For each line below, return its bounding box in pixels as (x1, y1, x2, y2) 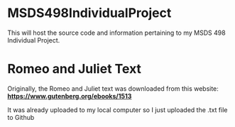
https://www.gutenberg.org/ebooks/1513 (7, 92, 132, 100)
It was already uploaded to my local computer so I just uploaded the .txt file (7, 105, 228, 114)
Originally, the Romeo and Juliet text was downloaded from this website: (7, 84, 219, 93)
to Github (7, 113, 35, 121)
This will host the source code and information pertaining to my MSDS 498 (7, 28, 226, 37)
